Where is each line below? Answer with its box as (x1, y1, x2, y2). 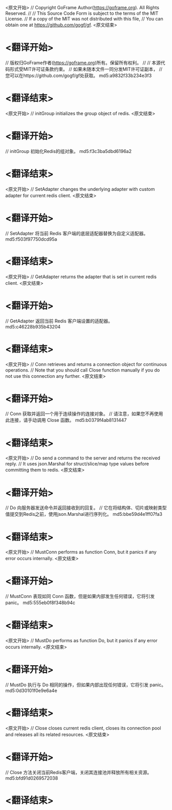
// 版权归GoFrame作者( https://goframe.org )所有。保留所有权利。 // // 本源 (5, 60, 161, 66)
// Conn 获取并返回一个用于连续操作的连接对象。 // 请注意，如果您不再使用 (5, 411, 163, 417)
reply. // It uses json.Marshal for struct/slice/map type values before (5, 461, 149, 467)
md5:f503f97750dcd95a (5, 236, 58, 242)
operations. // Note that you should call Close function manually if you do (5, 367, 160, 373)
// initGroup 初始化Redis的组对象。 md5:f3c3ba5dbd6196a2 (5, 148, 132, 154)
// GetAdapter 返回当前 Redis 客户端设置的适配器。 (5, 318, 113, 324)
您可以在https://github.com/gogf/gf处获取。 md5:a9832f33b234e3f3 (5, 72, 152, 79)
